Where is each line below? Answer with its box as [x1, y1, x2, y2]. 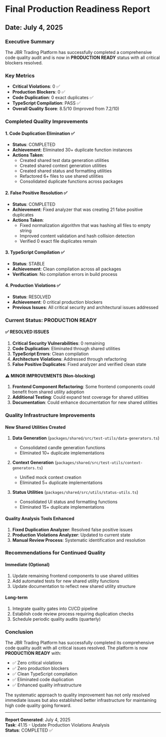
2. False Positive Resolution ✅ [5, 190, 68, 196]
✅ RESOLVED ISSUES [5, 329, 49, 335]
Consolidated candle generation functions [19, 445, 105, 451]
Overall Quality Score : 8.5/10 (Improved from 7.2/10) [12, 105, 120, 112]
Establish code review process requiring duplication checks [12, 611, 134, 617]
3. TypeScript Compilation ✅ [5, 249, 65, 256]
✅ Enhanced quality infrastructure [12, 682, 82, 688]
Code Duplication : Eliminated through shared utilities [12, 346, 121, 352]
